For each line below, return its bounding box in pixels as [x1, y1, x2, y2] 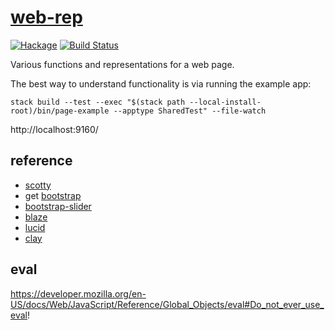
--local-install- [189, 97, 262, 107]
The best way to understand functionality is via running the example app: [10, 77, 312, 90]
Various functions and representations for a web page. [10, 58, 235, 70]
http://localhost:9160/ [10, 123, 99, 135]
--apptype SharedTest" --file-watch [113, 106, 267, 116]
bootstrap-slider [24, 200, 92, 212]
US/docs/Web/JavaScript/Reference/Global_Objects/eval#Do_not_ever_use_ [10, 298, 325, 310]
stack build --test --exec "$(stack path [10, 97, 186, 107]
